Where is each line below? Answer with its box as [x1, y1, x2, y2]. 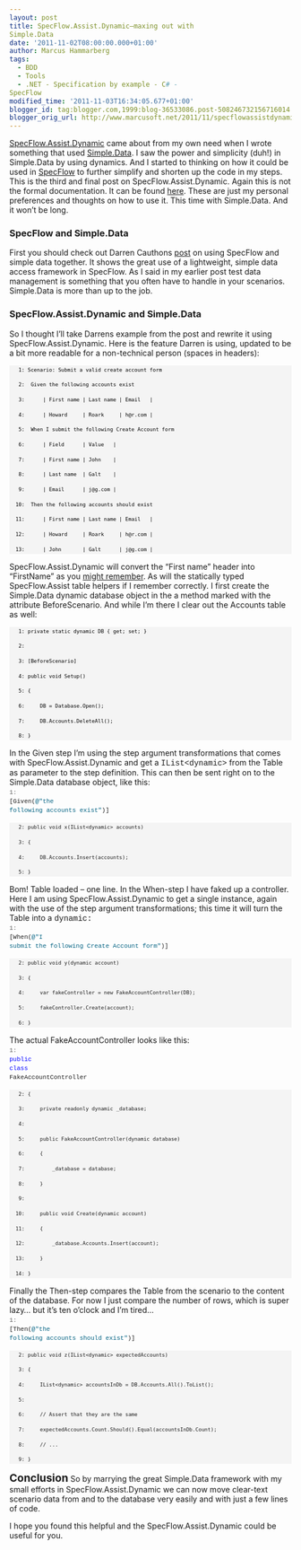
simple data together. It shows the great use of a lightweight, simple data [9, 257, 279, 267]
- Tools [17, 72, 47, 81]
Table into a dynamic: [9, 913, 92, 924]
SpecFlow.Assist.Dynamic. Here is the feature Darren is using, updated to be [9, 337, 292, 348]
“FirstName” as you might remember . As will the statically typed [9, 571, 245, 582]
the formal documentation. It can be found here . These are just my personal [9, 186, 289, 197]
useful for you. [9, 1530, 64, 1541]
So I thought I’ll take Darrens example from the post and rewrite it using [9, 328, 272, 339]
